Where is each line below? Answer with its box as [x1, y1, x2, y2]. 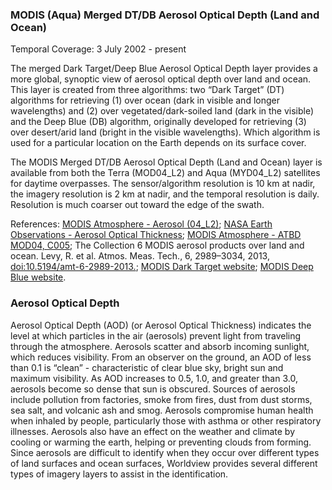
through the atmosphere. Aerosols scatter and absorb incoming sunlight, [10, 340, 310, 352]
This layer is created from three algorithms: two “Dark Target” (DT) [10, 84, 285, 96]
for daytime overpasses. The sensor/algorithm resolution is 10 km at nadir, [10, 178, 316, 190]
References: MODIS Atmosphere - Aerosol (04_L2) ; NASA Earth [10, 218, 273, 230]
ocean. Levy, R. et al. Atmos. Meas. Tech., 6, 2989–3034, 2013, [10, 250, 270, 262]
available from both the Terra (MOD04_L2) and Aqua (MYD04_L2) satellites [10, 167, 321, 179]
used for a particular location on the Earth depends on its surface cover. [10, 137, 307, 149]
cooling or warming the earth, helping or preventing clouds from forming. [10, 436, 312, 448]
